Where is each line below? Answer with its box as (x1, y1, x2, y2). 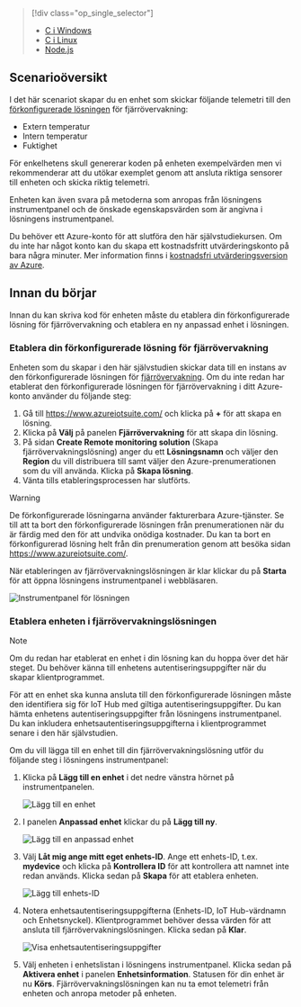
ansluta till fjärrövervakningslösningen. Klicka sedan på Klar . (22, 924, 247, 935)
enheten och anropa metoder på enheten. (22, 988, 177, 999)
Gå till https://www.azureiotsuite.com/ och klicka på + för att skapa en (22, 408, 281, 418)
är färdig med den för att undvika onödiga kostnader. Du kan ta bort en (9, 528, 271, 539)
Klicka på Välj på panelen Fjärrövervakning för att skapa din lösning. (22, 427, 279, 437)
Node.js (44, 44, 75, 55)
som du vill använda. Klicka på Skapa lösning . (22, 465, 194, 476)
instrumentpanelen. (22, 782, 95, 793)
